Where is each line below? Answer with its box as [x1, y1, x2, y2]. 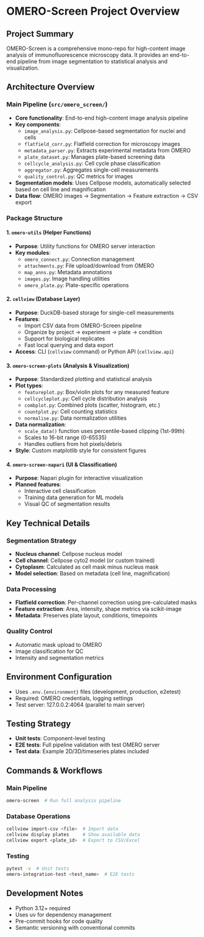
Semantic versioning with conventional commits [15, 924, 136, 931]
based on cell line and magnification [15, 185, 107, 193]
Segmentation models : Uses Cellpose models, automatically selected [15, 179, 191, 186]
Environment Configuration [6, 672, 112, 682]
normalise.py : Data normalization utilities [24, 414, 127, 422]
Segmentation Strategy [6, 536, 77, 545]
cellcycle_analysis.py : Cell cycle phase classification [24, 159, 161, 167]
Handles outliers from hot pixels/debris [24, 440, 122, 448]
